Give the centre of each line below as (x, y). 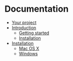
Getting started (34, 33)
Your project (24, 22)
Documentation (37, 9)
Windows (28, 53)
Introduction (24, 27)
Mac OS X (29, 48)
